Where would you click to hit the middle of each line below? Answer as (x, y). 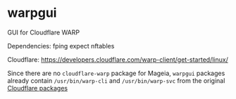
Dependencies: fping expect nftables (61, 46)
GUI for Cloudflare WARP (43, 32)
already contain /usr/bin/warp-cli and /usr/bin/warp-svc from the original (116, 80)
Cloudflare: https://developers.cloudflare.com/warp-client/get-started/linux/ (118, 59)
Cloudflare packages (38, 88)
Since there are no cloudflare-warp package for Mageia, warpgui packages (116, 73)
